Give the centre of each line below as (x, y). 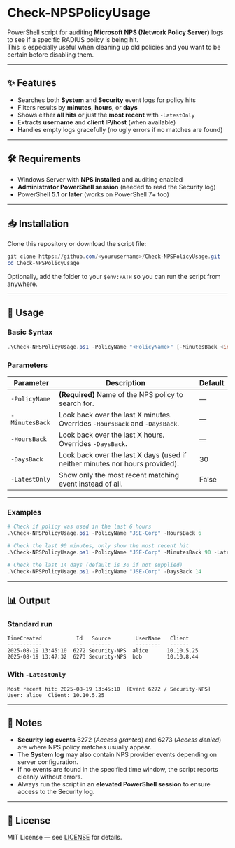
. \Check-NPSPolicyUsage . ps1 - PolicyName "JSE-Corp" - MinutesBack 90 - (112, 552)
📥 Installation (38, 223)
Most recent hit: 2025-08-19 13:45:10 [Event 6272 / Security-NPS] (109, 689)
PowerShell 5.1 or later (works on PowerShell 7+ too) (93, 194)
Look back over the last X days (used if (122, 454)
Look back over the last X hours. (112, 435)
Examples (24, 512)
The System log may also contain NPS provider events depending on (117, 755)
